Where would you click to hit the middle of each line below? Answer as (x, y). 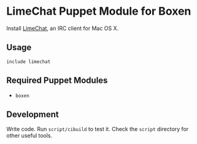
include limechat (29, 62)
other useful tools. (29, 135)
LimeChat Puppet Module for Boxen (99, 11)
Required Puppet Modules (57, 81)
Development (33, 114)
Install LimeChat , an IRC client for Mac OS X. (63, 28)
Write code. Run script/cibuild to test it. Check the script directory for (98, 129)
